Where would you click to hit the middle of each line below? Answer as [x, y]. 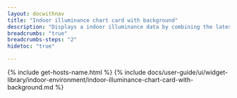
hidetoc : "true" [31, 46]
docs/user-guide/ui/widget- [187, 72]
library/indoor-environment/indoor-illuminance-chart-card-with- [101, 80]
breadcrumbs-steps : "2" [42, 40]
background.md [30, 87]
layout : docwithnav [36, 14]
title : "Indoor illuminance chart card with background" [93, 20]
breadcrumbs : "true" [38, 33]
